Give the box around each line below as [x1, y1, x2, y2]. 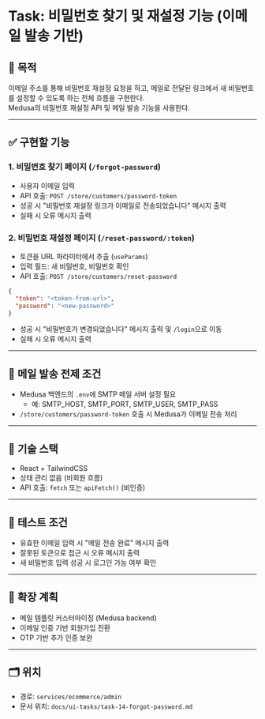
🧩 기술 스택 [8, 442, 59, 455]
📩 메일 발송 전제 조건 [8, 367, 102, 380]
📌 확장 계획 [8, 590, 59, 604]
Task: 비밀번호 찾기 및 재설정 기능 [8, 7, 215, 25]
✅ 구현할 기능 [8, 136, 70, 149]
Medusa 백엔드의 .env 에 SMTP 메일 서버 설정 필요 [19, 390, 176, 399]
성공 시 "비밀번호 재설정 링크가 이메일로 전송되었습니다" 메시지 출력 [19, 201, 226, 210]
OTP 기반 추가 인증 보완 [19, 633, 93, 642]
